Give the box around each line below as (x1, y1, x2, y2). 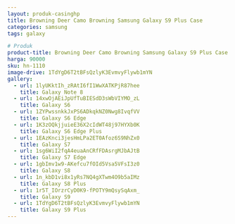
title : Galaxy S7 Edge (20, 154, 87, 161)
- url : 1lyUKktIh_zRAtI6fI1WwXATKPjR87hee (13, 82, 140, 89)
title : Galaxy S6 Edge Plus (20, 127, 102, 135)
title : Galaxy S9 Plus (20, 206, 87, 213)
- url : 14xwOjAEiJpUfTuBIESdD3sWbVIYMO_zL (13, 95, 140, 102)
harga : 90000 (7, 56, 46, 63)
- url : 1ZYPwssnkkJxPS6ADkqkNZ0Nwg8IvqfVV (13, 108, 140, 116)
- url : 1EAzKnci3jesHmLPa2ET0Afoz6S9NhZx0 (13, 135, 140, 142)
